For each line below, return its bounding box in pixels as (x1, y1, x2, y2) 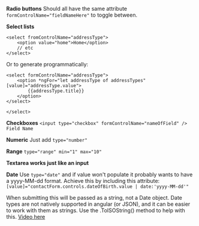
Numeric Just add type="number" (6, 136, 88, 143)
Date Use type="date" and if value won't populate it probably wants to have (6, 171, 193, 178)
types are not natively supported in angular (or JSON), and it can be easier (6, 200, 191, 207)
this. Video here (6, 213, 46, 220)
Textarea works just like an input (6, 160, 89, 166)
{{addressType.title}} (28, 88, 85, 94)
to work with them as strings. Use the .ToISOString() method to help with (6, 207, 186, 214)
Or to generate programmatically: (6, 61, 89, 68)
